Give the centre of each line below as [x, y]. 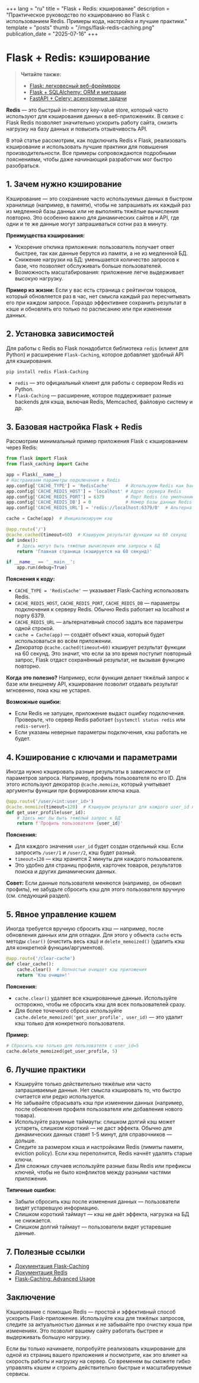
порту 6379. [30, 616]
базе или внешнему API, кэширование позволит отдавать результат [92, 684]
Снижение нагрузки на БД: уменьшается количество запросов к [97, 259]
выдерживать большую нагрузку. [49, 1337]
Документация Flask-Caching [52, 1266]
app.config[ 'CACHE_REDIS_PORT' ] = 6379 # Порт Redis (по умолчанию [100, 497]
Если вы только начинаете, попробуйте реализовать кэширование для [96, 1349]
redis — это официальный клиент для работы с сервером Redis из [99, 383]
